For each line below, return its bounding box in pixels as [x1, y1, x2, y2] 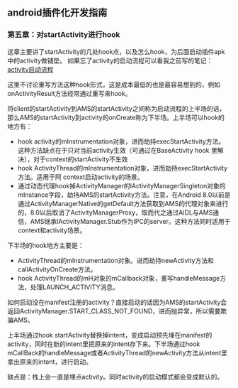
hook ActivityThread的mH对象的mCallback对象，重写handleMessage [17, 274, 220, 282]
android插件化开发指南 [7, 6, 108, 19]
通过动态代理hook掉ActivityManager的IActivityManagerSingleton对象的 [17, 181, 226, 190]
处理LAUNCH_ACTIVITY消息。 [30, 283, 119, 291]
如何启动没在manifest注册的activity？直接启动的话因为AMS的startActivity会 [7, 298, 227, 306]
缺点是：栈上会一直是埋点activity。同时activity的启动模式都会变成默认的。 [7, 372, 224, 381]
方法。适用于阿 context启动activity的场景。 [17, 173, 144, 181]
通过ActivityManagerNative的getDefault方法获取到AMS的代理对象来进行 [17, 199, 229, 208]
